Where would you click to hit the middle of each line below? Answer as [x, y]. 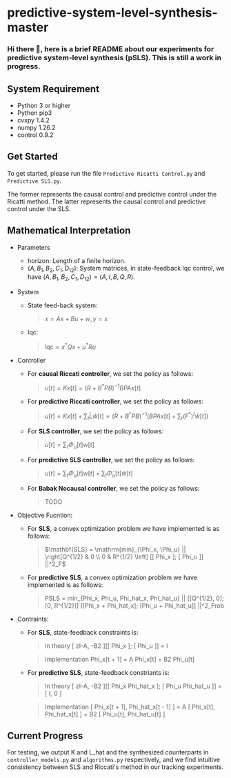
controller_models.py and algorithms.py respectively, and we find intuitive [114, 760]
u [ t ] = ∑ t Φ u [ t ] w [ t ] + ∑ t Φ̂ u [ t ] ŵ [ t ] [89, 474]
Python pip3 [34, 113]
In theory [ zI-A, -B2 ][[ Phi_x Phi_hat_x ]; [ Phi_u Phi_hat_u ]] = [133, 686]
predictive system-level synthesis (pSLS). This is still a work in [114, 58]
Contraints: [33, 619]
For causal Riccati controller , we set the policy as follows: [110, 373]
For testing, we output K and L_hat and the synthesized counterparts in [108, 752]
